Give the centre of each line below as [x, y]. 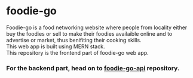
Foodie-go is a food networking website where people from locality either [97, 27]
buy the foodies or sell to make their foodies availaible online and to [89, 33]
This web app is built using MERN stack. [56, 46]
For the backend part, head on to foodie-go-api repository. [93, 68]
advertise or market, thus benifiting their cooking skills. [74, 40]
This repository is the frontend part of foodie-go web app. [78, 52]
